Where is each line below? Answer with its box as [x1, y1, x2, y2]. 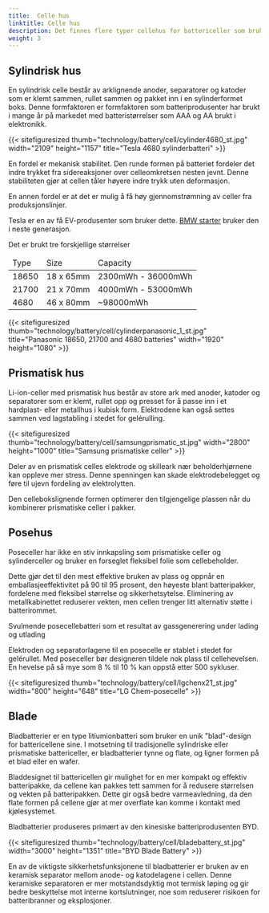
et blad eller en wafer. [8, 756, 80, 766]
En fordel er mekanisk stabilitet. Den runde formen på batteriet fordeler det [8, 159, 255, 169]
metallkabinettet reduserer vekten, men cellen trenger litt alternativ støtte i [8, 597, 253, 606]
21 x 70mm [46, 284, 90, 296]
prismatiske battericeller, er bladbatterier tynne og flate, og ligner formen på [8, 748, 259, 757]
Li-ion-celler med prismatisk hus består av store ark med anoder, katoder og [8, 387, 260, 397]
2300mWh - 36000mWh [97, 271, 193, 282]
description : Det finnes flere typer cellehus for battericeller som [8, 26, 246, 35]
